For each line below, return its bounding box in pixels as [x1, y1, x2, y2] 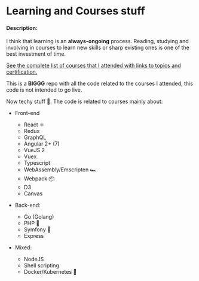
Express [23, 232, 44, 240]
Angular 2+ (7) [23, 140, 60, 147]
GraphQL [23, 134, 47, 141]
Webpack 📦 [23, 175, 55, 182]
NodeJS [23, 256, 44, 263]
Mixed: [14, 244, 32, 251]
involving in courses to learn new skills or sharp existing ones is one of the [6, 44, 189, 52]
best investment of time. [6, 50, 66, 58]
